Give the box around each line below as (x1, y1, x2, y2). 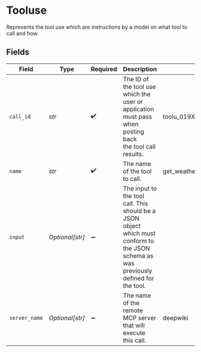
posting (123, 127, 145, 135)
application (123, 105, 154, 113)
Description (123, 65, 157, 73)
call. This (123, 199, 148, 207)
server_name (9, 314, 44, 321)
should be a (123, 207, 156, 215)
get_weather (162, 167, 198, 175)
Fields (6, 47, 30, 57)
